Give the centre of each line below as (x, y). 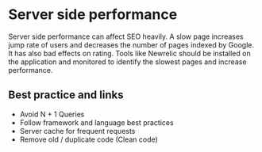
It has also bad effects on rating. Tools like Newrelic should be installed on (130, 53)
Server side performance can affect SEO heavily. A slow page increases (126, 36)
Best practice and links (66, 95)
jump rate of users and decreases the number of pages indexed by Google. (131, 44)
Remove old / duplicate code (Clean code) (89, 139)
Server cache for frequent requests (77, 131)
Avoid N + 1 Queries (52, 114)
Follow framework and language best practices (96, 122)
